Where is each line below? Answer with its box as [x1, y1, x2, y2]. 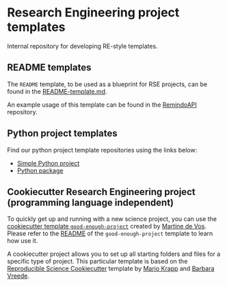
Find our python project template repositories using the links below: [7, 146, 198, 154]
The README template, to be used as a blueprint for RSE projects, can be [7, 80, 207, 88]
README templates [7, 62, 92, 73]
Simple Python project [16, 159, 80, 167]
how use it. [7, 237, 38, 245]
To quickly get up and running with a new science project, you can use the [7, 215, 217, 223]
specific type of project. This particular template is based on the [7, 257, 188, 265]
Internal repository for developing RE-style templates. [7, 42, 159, 50]
